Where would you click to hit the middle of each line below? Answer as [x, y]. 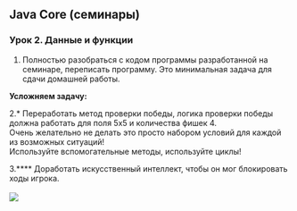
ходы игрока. [34, 178]
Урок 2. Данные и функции [71, 40]
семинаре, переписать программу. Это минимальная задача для [147, 69]
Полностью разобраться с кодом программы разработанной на [145, 59]
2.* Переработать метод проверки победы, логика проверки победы [141, 113]
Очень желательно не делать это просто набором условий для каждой [145, 132]
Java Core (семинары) [74, 15]
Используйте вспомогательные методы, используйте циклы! [126, 151]
